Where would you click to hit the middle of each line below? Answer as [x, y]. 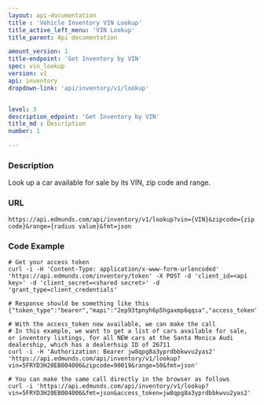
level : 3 [22, 109]
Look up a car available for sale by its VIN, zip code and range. [109, 182]
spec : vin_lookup [37, 66]
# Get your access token [49, 262]
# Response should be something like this [79, 304]
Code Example [37, 246]
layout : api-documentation [52, 15]
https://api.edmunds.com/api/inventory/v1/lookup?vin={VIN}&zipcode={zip [132, 219]
